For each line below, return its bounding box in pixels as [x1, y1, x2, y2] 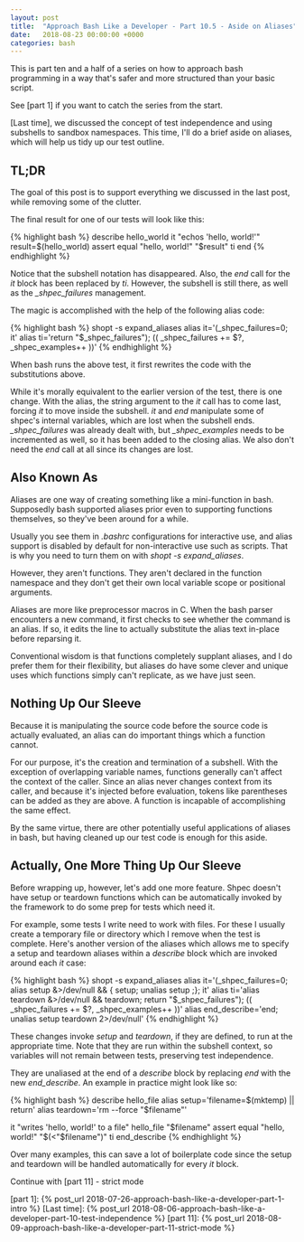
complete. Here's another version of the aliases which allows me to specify [10, 937, 290, 949]
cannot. [10, 739, 39, 750]
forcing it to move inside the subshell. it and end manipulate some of [10, 406, 264, 417]
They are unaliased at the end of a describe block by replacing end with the [10, 1068, 291, 1078]
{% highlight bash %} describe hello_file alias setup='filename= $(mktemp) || [10, 1095, 295, 1106]
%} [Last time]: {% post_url [29, 1203, 130, 1214]
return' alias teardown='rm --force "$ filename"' [10, 1104, 188, 1115]
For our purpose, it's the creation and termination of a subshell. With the [10, 757, 279, 767]
